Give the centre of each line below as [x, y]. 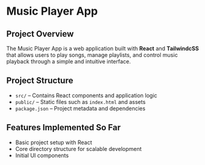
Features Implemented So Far [64, 127]
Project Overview [40, 34]
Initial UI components [42, 155]
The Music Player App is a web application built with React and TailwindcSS [102, 48]
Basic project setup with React [54, 142]
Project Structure [40, 81]
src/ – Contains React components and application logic [86, 95]
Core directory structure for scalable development [78, 148]
